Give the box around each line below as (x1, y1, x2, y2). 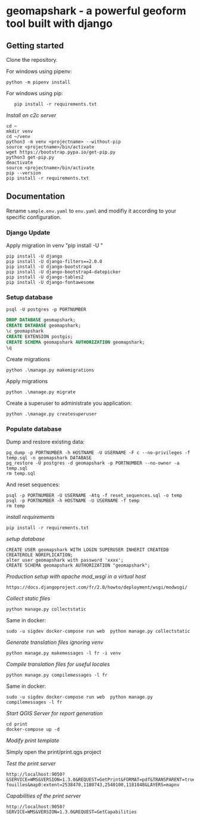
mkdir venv (6, 129, 33, 134)
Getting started (6, 40, 64, 51)
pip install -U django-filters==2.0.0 (6, 259, 102, 265)
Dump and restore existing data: (6, 438, 85, 445)
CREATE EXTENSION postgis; (6, 334, 73, 340)
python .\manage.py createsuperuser (6, 411, 97, 417)
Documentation (6, 192, 65, 202)
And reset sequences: (6, 481, 61, 488)
